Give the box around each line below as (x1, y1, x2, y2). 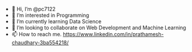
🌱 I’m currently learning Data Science (11, 18, 102, 25)
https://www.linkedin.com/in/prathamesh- (63, 31, 164, 37)
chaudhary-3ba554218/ (11, 39, 69, 46)
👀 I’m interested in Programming (11, 12, 90, 19)
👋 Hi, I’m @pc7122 (11, 6, 56, 12)
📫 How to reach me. (11, 31, 62, 37)
